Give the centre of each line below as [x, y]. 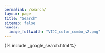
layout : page [18, 14]
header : [12, 27]
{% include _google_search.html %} [40, 46]
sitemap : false [20, 23]
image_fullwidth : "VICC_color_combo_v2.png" [55, 32]
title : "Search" [21, 18]
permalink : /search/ [26, 9]
